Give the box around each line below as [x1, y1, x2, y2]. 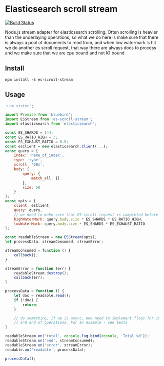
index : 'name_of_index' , [14, 153, 64, 158]
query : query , [14, 207, 42, 213]
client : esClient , [14, 203, 51, 208]
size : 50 [22, 185, 41, 190]
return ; [22, 302, 38, 307]
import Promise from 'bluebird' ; [5, 112, 73, 117]
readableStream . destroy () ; [14, 270, 69, 275]
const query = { [5, 148, 38, 153]
